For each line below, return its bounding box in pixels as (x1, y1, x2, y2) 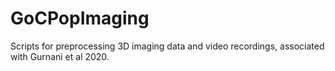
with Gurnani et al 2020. (10, 50, 110, 62)
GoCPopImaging (10, 7, 150, 30)
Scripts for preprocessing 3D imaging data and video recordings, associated (10, 40, 325, 52)
